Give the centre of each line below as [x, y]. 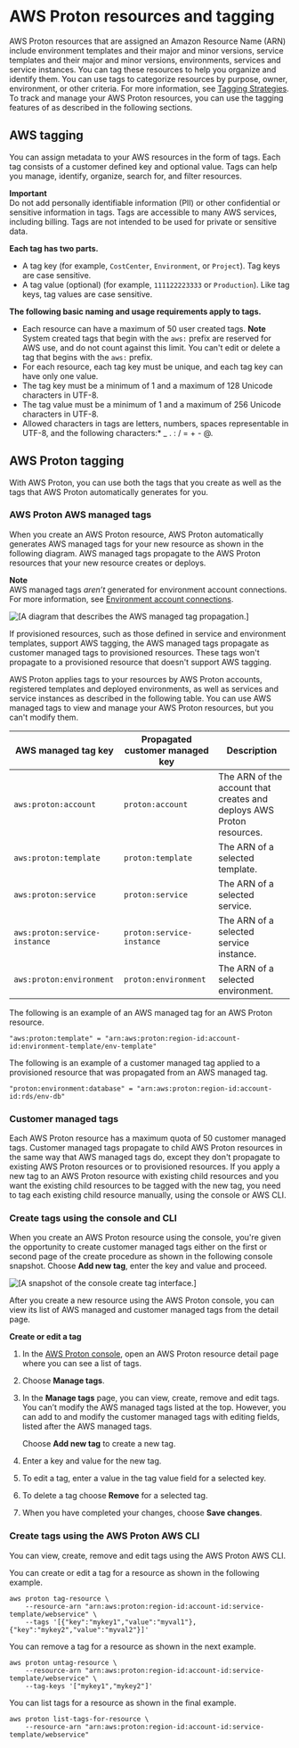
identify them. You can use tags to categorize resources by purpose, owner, [149, 78]
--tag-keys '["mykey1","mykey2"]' [89, 1686]
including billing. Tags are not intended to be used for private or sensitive [143, 221]
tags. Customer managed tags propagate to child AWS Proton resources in [146, 1148]
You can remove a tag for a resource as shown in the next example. [133, 1646]
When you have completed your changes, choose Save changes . [142, 1513]
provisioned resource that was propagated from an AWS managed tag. [139, 1072]
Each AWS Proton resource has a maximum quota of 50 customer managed [148, 1138]
